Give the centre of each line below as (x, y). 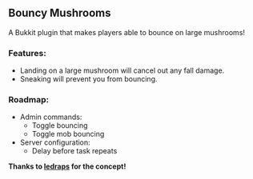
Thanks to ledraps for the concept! (67, 166)
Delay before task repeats (74, 151)
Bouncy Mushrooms (60, 13)
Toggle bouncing (60, 125)
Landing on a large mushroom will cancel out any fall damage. (122, 70)
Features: (27, 53)
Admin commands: (51, 117)
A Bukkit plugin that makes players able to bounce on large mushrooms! (127, 32)
